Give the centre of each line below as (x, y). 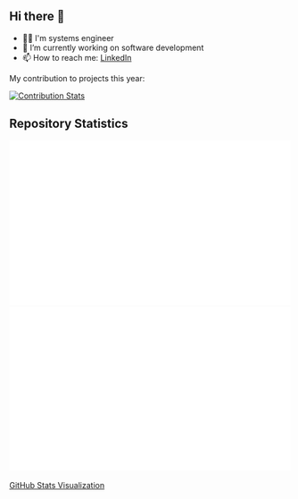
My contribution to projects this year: (77, 78)
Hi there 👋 (37, 17)
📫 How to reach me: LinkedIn (77, 57)
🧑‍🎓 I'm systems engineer (68, 38)
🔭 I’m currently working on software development (113, 47)
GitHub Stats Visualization (57, 485)
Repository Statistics (69, 124)
